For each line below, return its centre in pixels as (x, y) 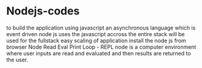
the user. (17, 60)
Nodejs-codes (43, 11)
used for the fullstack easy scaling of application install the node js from (96, 40)
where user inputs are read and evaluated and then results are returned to (99, 53)
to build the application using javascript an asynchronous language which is (101, 28)
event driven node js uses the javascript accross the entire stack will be (96, 34)
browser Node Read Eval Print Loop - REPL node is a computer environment (101, 47)
